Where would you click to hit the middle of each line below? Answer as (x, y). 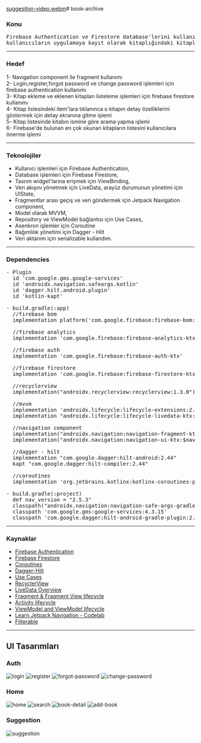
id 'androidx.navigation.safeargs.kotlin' (76, 284)
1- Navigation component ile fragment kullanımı (64, 77)
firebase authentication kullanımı (46, 90)
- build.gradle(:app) (38, 308)
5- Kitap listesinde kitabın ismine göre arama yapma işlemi (78, 122)
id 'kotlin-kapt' (38, 296)
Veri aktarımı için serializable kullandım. (63, 238)
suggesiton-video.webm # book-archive (55, 9)
